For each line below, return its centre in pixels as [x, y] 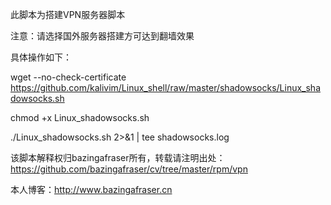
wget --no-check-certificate [68, 77]
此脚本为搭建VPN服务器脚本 [68, 14]
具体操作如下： [41, 57]
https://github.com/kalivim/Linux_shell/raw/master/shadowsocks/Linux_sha [165, 87]
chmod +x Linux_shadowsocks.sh [80, 117]
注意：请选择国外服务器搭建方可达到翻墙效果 [102, 36]
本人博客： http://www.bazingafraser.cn [91, 189]
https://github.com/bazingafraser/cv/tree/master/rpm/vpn [129, 169]
